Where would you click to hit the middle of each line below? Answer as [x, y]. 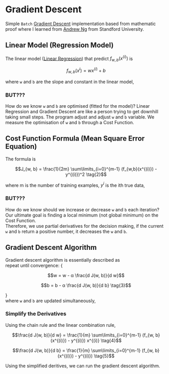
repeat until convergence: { [34, 265]
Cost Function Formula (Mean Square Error [75, 139]
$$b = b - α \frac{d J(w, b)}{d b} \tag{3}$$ [86, 285]
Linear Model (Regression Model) [60, 45]
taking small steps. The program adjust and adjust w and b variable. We [80, 117]
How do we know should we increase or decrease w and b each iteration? [82, 209]
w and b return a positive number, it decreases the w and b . [66, 231]
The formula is [20, 159]
